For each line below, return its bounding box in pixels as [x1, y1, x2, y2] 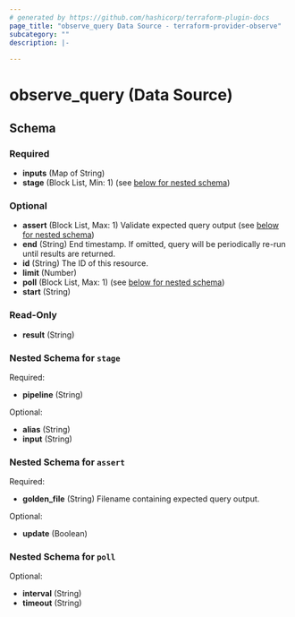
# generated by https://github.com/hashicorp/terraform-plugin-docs [9, 13, 270, 22]
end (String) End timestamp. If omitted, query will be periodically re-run [21, 239, 286, 250]
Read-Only [9, 309, 58, 321]
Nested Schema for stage [9, 351, 121, 364]
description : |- [9, 38, 70, 47]
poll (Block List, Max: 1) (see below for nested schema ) [21, 277, 225, 287]
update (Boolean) [21, 528, 88, 539]
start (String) [21, 287, 72, 297]
